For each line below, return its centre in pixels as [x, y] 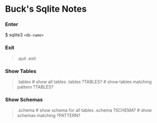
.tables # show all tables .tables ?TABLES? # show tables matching [84, 82]
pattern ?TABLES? [35, 87]
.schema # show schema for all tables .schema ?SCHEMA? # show [84, 110]
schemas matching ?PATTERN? [49, 116]
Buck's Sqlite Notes [46, 9]
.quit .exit [26, 58]
